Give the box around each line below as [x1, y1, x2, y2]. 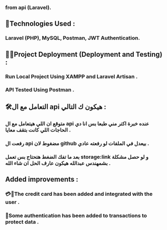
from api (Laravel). [5, 4, 51, 11]
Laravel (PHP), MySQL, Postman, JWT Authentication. [5, 35, 140, 42]
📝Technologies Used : [5, 20, 75, 28]
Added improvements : [5, 175, 78, 184]
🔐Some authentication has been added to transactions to [5, 212, 147, 219]
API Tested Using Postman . [5, 86, 74, 93]
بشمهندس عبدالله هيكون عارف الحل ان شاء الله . [5, 160, 111, 167]
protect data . [5, 218, 39, 225]
